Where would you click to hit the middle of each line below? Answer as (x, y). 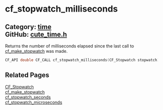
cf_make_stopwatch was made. (36, 51)
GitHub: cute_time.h (36, 34)
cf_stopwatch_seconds (28, 97)
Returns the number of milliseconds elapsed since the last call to (70, 46)
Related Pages (27, 75)
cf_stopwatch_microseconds (34, 102)
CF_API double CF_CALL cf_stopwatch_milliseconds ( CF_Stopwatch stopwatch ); (83, 60)
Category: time (28, 27)
